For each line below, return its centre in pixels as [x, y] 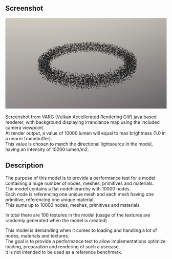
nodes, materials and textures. [37, 235]
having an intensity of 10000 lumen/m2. [47, 149]
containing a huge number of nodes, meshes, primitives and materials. [80, 183]
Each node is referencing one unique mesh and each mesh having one [80, 194]
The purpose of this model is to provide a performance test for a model [80, 178]
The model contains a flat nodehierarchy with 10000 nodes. [68, 188]
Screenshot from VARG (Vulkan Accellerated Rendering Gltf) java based [81, 117]
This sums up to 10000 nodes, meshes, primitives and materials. [73, 205]
